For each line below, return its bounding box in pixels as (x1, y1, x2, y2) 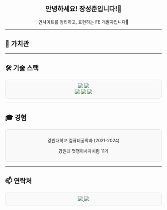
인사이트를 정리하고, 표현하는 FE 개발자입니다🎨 (38, 19, 129, 25)
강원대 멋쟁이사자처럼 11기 (58, 148, 109, 154)
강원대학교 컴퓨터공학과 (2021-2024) (47, 138, 120, 144)
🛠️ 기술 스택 (5, 64, 39, 72)
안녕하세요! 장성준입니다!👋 (45, 4, 122, 13)
